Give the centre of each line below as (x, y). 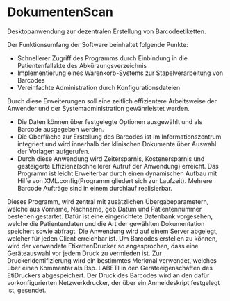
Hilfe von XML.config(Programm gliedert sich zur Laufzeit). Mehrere (115, 180)
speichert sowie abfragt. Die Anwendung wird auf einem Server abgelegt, (113, 231)
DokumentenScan (60, 12)
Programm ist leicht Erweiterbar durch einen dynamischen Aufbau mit (117, 173)
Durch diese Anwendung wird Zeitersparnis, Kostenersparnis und (111, 158)
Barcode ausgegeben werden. (60, 129)
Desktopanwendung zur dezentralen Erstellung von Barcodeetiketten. (107, 31)
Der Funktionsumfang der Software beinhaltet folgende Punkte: (98, 44)
